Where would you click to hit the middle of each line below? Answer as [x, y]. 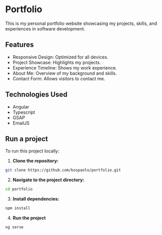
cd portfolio [19, 189]
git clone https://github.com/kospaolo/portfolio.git [63, 170]
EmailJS [21, 123]
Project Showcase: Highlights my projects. [57, 62]
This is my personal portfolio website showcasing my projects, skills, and [81, 23]
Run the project [29, 218]
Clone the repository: [35, 161]
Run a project [27, 139]
